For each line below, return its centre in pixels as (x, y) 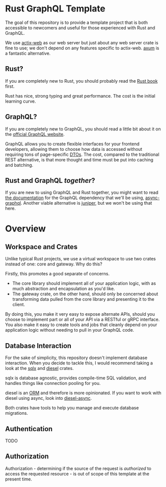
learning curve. (21, 101)
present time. (19, 479)
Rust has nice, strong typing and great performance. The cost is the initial (80, 96)
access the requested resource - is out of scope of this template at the (77, 474)
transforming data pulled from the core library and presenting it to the (83, 299)
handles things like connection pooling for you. (53, 383)
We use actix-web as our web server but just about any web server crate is (82, 42)
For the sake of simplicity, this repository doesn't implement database (76, 358)
